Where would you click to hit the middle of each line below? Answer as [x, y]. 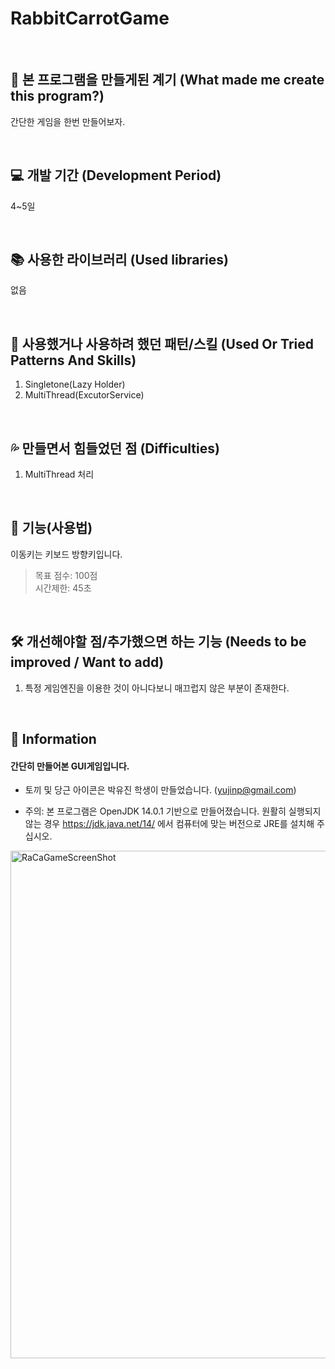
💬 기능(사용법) [51, 528]
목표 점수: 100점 [66, 575]
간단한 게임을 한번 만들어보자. [68, 121]
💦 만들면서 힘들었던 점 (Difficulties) [115, 448]
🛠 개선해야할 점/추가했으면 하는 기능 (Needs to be [158, 642]
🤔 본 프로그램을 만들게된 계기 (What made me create [167, 80]
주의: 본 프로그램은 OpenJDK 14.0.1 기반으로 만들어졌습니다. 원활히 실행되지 [173, 811]
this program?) [57, 96]
